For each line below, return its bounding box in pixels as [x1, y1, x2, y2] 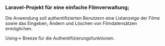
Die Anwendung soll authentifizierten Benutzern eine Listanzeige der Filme [5, 15, 160, 21]
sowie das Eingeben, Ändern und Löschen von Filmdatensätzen [5, 20, 137, 26]
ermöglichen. [5, 26, 33, 32]
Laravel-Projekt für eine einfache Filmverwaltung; [5, 4, 130, 11]
